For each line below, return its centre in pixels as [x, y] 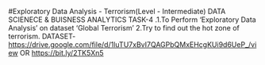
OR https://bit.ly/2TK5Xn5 [62, 53]
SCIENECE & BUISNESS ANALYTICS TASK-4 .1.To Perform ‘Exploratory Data [132, 20]
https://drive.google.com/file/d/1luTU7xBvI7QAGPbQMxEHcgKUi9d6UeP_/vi [132, 45]
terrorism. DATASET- [42, 36]
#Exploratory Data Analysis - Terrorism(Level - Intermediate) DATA [117, 11]
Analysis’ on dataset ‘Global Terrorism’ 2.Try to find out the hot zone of [124, 28]
